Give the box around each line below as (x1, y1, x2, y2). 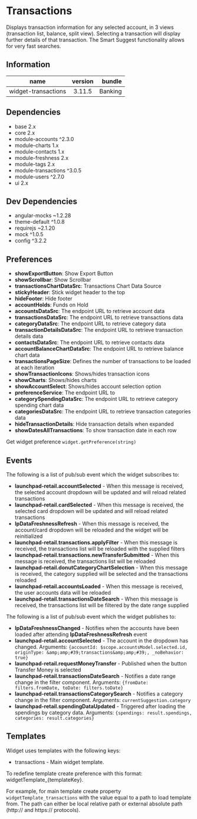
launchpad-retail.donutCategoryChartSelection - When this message (14, 564, 188, 571)
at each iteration (14, 364, 55, 371)
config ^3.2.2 (14, 237, 47, 244)
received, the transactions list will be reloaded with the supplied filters (14, 545, 185, 552)
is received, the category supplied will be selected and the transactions (14, 570, 188, 577)
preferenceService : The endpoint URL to (14, 389, 115, 396)
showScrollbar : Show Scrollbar (14, 276, 91, 283)
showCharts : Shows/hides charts (14, 377, 97, 384)
